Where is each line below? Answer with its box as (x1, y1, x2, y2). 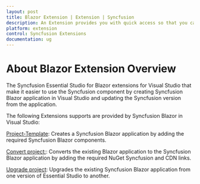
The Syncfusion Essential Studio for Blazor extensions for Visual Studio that (6, 82, 192, 89)
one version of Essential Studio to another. (6, 172, 110, 179)
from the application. (6, 101, 58, 108)
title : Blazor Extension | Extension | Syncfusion (6, 14, 135, 20)
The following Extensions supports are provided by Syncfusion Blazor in (6, 112, 183, 119)
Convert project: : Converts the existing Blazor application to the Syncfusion (6, 148, 191, 155)
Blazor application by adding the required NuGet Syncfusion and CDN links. (6, 154, 192, 161)
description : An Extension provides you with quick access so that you (6, 20, 187, 26)
